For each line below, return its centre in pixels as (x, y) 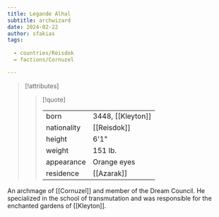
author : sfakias (31, 33)
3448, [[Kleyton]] (122, 116)
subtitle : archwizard (39, 20)
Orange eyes (114, 161)
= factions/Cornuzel (44, 60)
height (56, 139)
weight (57, 150)
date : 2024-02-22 (33, 27)
